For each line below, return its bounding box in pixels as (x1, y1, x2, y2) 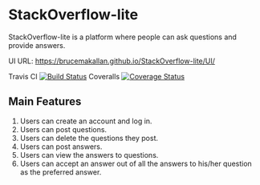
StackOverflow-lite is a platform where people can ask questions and (8, 32, 237, 42)
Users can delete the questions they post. (19, 133, 159, 143)
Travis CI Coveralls (8, 71, 120, 81)
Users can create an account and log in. (19, 116, 152, 126)
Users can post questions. (19, 124, 107, 134)
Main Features (8, 95, 82, 109)
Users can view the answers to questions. (19, 150, 159, 159)
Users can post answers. (19, 142, 103, 151)
